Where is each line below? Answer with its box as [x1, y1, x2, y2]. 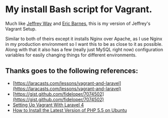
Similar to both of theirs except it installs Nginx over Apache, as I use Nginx [5, 36, 162, 42]
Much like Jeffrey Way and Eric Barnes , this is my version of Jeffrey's [5, 20, 151, 26]
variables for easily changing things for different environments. [5, 52, 137, 58]
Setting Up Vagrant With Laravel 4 [12, 102, 84, 108]
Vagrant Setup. [5, 25, 37, 32]
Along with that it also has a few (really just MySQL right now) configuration [5, 46, 163, 52]
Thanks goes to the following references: [5, 67, 139, 75]
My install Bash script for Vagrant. [5, 4, 152, 15]
